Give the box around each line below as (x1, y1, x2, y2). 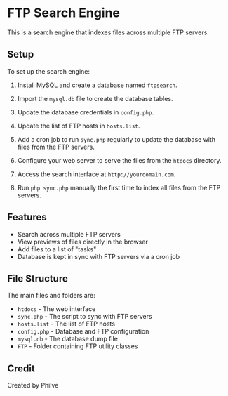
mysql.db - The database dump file (17, 335, 118, 343)
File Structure (7, 272, 68, 284)
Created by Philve (7, 381, 59, 390)
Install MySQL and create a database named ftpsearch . (17, 81, 177, 89)
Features (7, 211, 47, 223)
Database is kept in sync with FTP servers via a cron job (17, 252, 180, 260)
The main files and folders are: (7, 291, 96, 300)
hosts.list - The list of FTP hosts (17, 319, 116, 328)
